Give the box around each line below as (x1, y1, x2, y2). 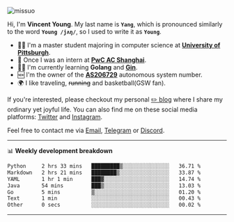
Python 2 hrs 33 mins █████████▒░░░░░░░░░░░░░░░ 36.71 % (7, 163, 201, 170)
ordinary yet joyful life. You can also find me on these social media (7, 105, 198, 113)
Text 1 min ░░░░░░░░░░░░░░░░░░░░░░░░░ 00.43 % (7, 195, 201, 202)
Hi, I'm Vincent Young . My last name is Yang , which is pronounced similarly (7, 20, 223, 28)
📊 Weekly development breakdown (7, 147, 113, 154)
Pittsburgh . (17, 49, 51, 56)
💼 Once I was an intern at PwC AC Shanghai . (17, 56, 147, 64)
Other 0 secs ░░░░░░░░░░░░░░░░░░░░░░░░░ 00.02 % (7, 202, 201, 209)
